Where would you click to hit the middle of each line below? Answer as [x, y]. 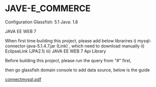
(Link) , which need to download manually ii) [101, 46]
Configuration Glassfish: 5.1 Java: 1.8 [42, 22]
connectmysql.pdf [23, 79]
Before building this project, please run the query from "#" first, [68, 60]
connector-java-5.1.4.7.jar [30, 46]
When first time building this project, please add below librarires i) [71, 41]
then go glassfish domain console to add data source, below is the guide [78, 70]
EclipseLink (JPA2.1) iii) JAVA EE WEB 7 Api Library [56, 51]
